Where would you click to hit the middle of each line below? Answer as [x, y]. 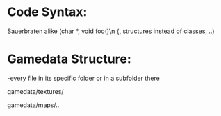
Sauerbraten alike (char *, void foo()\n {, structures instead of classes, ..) [111, 31]
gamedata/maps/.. [33, 105]
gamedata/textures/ [35, 91]
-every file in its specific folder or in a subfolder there [83, 78]
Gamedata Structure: [69, 59]
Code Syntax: [47, 12]
